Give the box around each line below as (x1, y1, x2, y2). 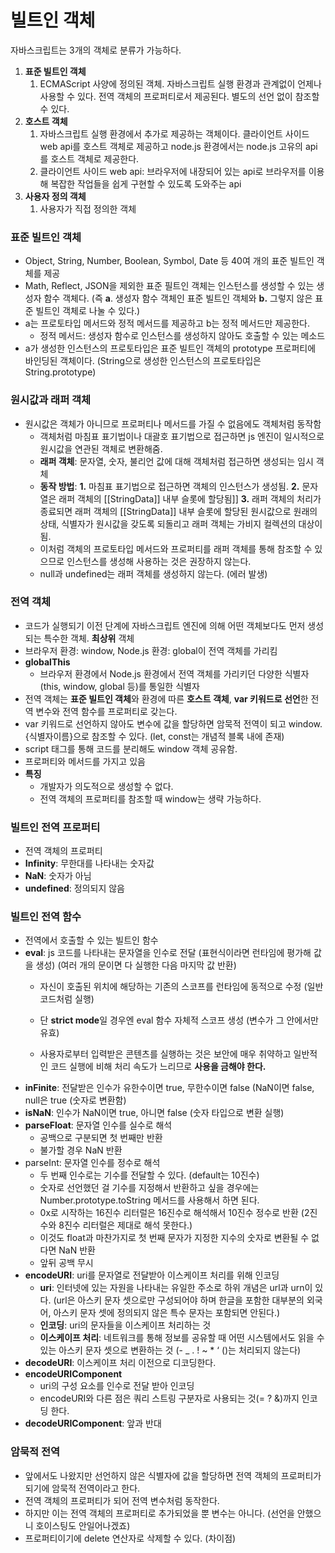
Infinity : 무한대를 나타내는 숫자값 (24, 857, 155, 870)
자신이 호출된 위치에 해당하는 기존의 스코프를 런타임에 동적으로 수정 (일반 (39, 981, 324, 993)
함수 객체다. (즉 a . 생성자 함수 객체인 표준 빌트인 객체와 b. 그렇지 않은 (43, 292, 313, 305)
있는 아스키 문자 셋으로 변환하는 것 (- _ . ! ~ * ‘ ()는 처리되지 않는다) (39, 1344, 302, 1356)
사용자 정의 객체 (24, 190, 87, 202)
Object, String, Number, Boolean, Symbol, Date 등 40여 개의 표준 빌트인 (24, 255, 315, 267)
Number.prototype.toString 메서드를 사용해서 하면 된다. (39, 1194, 260, 1206)
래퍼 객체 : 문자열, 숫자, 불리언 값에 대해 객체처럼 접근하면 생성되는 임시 (39, 455, 314, 467)
